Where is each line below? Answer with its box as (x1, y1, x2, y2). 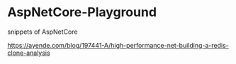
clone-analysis (7, 49, 51, 57)
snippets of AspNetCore (7, 27, 78, 36)
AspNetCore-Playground (7, 4, 157, 20)
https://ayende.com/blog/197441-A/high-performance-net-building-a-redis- (7, 41, 229, 49)
